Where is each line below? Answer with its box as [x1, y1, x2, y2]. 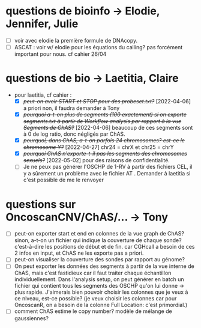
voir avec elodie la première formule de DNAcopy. [14, 37, 138, 44]
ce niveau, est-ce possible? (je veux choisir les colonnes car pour [14, 295, 177, 302]
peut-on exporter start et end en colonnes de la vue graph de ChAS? [14, 230, 184, 237]
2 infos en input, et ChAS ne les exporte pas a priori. [14, 249, 144, 257]
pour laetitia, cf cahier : [14, 91, 72, 99]
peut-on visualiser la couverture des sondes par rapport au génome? [14, 256, 185, 263]
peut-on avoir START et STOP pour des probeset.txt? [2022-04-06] [23, 98, 191, 105]
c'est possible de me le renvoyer [23, 176, 104, 184]
